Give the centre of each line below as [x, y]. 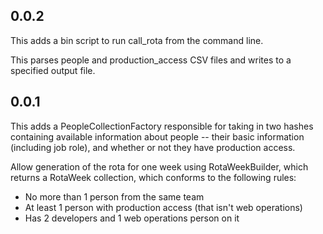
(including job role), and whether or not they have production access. [153, 147]
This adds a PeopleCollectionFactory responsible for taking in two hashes [162, 126]
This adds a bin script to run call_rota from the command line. [137, 40]
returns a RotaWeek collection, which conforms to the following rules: [153, 177]
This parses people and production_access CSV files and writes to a [151, 60]
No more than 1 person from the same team [114, 196]
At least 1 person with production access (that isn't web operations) [163, 207]
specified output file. [53, 70]
